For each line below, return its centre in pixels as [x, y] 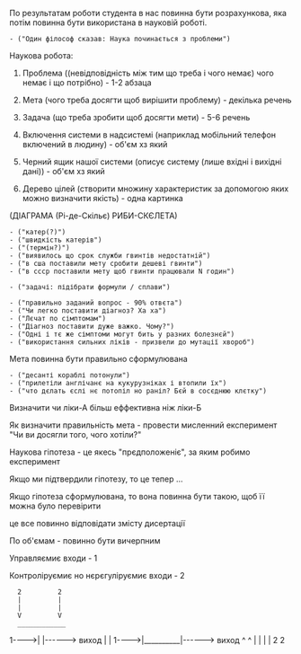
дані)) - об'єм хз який [63, 171]
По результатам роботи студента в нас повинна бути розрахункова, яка [148, 13]
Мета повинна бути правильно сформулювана [99, 359]
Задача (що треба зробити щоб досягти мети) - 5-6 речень [136, 117]
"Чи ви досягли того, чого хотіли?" [75, 434]
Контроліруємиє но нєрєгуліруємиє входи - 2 [97, 575]
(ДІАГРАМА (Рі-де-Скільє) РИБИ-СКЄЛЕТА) [93, 216]
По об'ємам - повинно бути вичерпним [85, 541]
